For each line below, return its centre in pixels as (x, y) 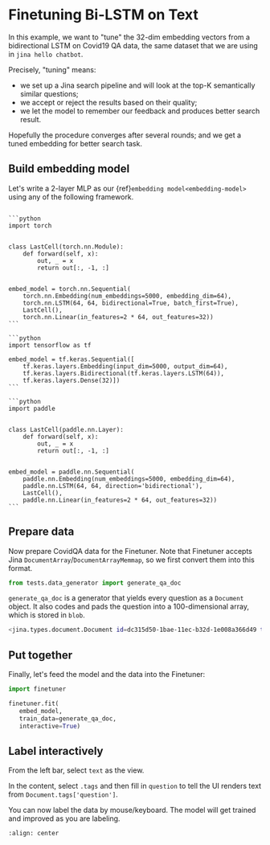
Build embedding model (69, 169)
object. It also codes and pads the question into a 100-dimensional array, (129, 607)
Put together (41, 655)
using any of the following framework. (71, 197)
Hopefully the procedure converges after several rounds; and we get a (125, 135)
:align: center (34, 834)
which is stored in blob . (47, 615)
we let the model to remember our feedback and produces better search (140, 111)
